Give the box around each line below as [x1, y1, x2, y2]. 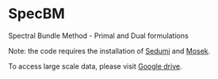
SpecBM [8, 5, 65, 23]
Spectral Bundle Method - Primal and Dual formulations [8, 31, 189, 40]
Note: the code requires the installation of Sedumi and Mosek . [8, 46, 211, 55]
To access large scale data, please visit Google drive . [8, 61, 182, 71]
